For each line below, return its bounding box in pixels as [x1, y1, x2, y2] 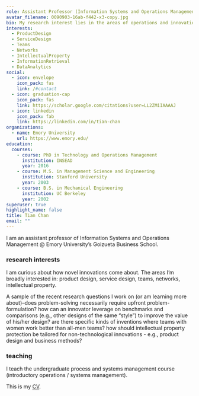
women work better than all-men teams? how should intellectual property [6, 324, 185, 332]
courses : [11, 146, 33, 152]
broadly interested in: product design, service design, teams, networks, [6, 275, 181, 282]
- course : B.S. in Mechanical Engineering [17, 185, 123, 191]
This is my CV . [6, 383, 41, 390]
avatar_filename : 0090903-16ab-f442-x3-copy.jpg [6, 14, 129, 20]
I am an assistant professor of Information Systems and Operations [6, 234, 170, 241]
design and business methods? [6, 337, 82, 344]
